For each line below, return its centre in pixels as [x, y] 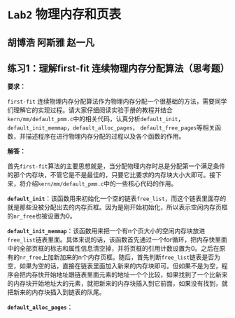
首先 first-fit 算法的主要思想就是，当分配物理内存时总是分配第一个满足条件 [116, 166]
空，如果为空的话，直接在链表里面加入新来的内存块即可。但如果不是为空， [114, 266]
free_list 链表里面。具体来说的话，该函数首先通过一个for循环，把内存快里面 [117, 240]
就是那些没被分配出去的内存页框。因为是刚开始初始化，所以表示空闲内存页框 [117, 207]
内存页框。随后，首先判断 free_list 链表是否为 [154, 257]
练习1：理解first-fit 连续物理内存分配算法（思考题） [118, 68]
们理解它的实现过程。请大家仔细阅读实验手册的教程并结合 [90, 110]
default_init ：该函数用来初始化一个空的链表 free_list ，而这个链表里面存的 [117, 199]
